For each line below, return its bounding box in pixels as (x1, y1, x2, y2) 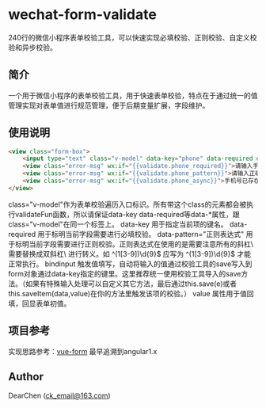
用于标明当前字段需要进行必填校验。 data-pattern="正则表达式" (37, 229, 245, 238)
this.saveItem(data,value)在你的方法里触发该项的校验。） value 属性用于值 (8, 288, 248, 298)
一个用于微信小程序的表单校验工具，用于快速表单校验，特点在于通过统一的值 (8, 90, 258, 100)
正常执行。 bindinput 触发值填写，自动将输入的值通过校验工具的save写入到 (8, 259, 253, 269)
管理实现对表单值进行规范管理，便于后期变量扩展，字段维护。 (8, 101, 210, 110)
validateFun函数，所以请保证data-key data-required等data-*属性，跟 (14, 209, 240, 219)
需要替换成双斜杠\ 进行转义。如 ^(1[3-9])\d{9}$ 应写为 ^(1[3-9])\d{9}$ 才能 (8, 249, 252, 258)
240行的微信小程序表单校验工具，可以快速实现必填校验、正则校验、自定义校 (8, 32, 257, 42)
